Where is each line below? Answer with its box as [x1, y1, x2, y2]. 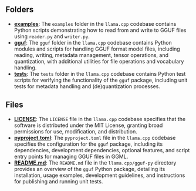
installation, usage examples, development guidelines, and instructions [13, 172, 185, 179]
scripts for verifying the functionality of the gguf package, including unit [13, 76, 188, 83]
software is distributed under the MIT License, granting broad [13, 122, 163, 129]
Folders [5, 5, 34, 15]
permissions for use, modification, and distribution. [13, 128, 137, 135]
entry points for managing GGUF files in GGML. [13, 153, 129, 160]
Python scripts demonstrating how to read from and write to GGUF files [13, 26, 187, 33]
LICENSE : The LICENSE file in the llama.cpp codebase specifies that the [13, 115, 186, 122]
